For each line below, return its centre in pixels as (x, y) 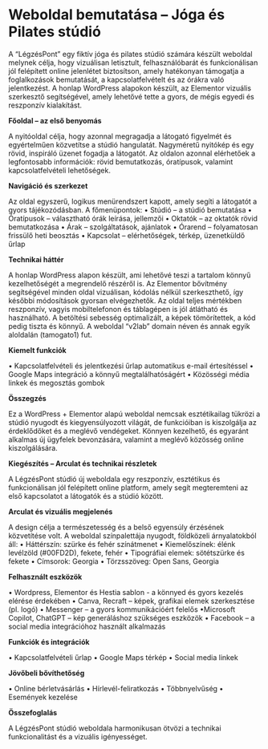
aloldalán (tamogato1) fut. (50, 334)
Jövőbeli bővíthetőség (47, 673)
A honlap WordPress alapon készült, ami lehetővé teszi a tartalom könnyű (130, 275)
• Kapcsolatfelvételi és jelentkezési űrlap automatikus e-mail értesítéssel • (131, 366)
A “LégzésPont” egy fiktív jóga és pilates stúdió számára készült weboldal (130, 54)
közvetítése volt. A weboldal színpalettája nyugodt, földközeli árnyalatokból (132, 536)
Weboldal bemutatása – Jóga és (117, 15)
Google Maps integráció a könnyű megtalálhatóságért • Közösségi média (129, 374)
